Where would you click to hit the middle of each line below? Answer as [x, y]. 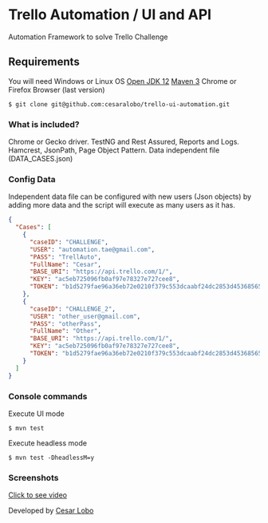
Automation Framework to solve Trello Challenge [88, 37]
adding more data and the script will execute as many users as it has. [122, 205]
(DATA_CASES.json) [41, 159]
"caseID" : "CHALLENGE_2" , [72, 309]
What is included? [44, 124]
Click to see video [38, 495]
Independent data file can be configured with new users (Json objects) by [130, 196]
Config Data [32, 179]
